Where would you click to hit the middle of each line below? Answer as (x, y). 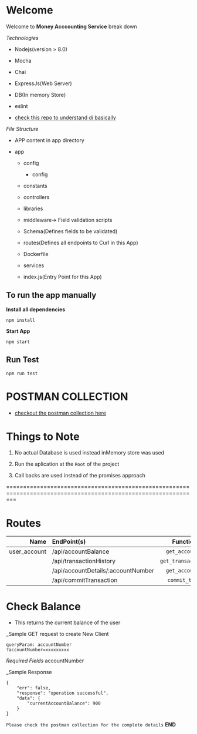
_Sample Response (29, 672)
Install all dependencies (36, 309)
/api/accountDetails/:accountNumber (103, 571)
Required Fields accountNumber (45, 661)
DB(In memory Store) (40, 95)
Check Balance (43, 606)
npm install (21, 320)
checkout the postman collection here (60, 413)
